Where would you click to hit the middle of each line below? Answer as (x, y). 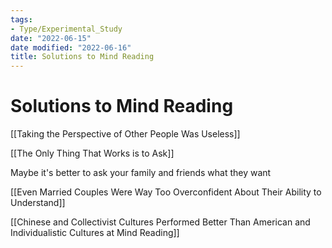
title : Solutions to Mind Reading (82, 57)
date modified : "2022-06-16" (71, 47)
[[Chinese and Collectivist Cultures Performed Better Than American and (160, 222)
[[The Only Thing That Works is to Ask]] (92, 153)
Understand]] (38, 203)
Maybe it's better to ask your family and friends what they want (141, 173)
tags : (21, 19)
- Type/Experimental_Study (66, 29)
